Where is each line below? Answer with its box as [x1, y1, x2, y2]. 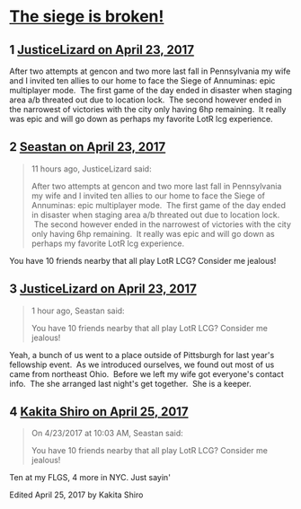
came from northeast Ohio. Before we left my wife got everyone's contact [9, 368, 285, 379]
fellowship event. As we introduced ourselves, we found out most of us [9, 359, 275, 370]
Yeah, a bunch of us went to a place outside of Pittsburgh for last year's [9, 349, 275, 360]
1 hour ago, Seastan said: [31, 305, 125, 316]
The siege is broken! [9, 6, 164, 27]
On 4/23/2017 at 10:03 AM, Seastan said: [31, 428, 184, 439]
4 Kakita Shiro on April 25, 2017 [9, 404, 189, 419]
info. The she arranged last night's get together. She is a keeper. [9, 378, 252, 389]
